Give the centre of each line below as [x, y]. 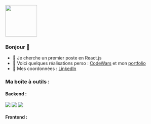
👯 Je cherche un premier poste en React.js [57, 58]
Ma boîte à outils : [27, 82]
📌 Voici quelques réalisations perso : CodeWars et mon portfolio [79, 64]
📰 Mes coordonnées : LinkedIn [44, 69]
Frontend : [16, 117]
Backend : [16, 94]
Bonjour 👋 [17, 47]
